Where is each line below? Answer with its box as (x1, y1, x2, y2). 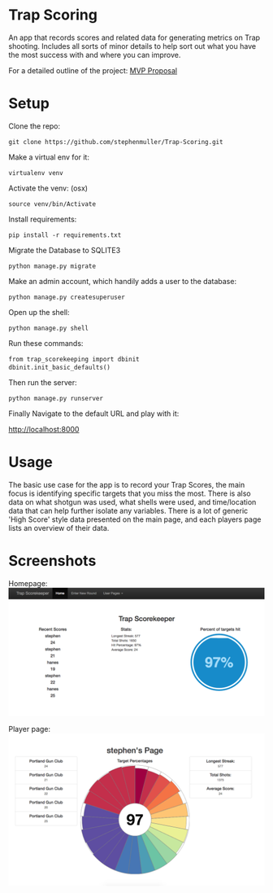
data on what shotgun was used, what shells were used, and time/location (8, 497, 257, 506)
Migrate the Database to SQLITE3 (8, 245, 121, 255)
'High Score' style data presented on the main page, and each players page (8, 514, 262, 524)
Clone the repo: (8, 120, 61, 131)
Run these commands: (8, 338, 84, 348)
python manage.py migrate (8, 262, 96, 270)
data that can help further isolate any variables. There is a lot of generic (8, 506, 249, 515)
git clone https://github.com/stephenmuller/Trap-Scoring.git (8, 138, 223, 146)
